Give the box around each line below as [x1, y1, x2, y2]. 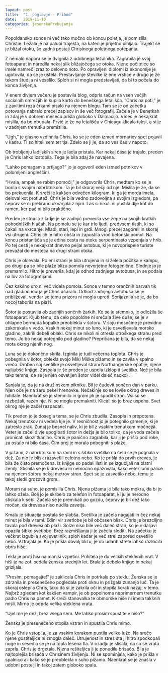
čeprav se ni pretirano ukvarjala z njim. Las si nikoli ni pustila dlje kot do [5, 201, 153, 207]
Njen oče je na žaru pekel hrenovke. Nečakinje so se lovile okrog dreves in [5, 387, 159, 393]
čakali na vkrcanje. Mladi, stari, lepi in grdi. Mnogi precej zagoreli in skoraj [5, 226, 158, 232]
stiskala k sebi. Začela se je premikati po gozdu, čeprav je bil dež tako [5, 496, 150, 503]
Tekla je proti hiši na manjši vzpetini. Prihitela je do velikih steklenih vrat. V [5, 554, 159, 560]
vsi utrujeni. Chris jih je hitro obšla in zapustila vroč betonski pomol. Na [5, 232, 152, 238]
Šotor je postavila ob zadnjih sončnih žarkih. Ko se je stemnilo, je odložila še [5, 309, 163, 315]
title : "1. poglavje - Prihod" [5, 12, 73, 17]
